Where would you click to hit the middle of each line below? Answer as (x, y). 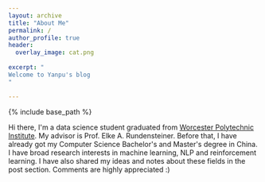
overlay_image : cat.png (55, 52)
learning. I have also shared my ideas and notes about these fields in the (127, 161)
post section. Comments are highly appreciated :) (89, 169)
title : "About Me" (39, 23)
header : (21, 45)
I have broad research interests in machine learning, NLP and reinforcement (132, 153)
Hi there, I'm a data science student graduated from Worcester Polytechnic (131, 127)
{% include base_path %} (50, 111)
